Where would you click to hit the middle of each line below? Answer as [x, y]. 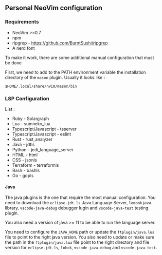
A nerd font [23, 48]
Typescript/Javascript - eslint [42, 134]
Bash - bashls [26, 170]
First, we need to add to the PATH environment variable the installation [76, 72]
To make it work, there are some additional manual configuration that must [80, 58]
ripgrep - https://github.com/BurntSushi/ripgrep [60, 43]
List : [10, 109]
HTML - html [25, 155]
